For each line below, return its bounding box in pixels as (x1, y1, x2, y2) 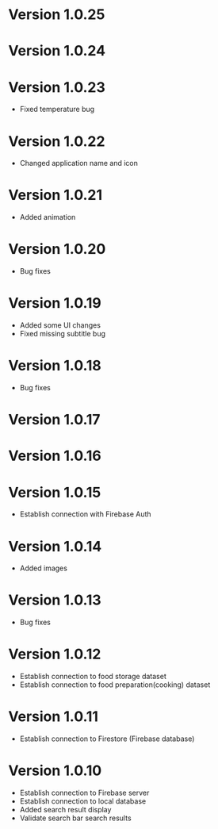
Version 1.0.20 (8, 240, 106, 259)
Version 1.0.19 (8, 294, 101, 313)
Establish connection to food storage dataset (19, 672, 166, 681)
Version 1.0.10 (8, 762, 102, 780)
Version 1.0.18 (8, 357, 101, 374)
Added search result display (19, 805, 112, 814)
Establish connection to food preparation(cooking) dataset (19, 680, 211, 689)
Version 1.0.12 (8, 645, 101, 663)
